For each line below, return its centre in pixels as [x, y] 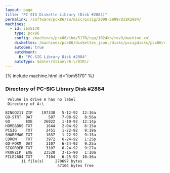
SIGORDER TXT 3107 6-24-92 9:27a [51, 148]
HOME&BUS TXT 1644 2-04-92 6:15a [51, 126]
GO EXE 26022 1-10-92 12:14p [51, 122]
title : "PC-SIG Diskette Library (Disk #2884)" [56, 15]
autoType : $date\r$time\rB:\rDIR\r [52, 62]
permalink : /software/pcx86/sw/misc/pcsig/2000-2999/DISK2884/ [73, 19]
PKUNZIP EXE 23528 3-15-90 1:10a [51, 152]
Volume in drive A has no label [41, 99]
